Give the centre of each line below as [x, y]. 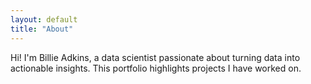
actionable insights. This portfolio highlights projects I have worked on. [156, 68]
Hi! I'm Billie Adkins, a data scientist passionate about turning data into [155, 57]
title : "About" [42, 29]
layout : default [44, 19]
